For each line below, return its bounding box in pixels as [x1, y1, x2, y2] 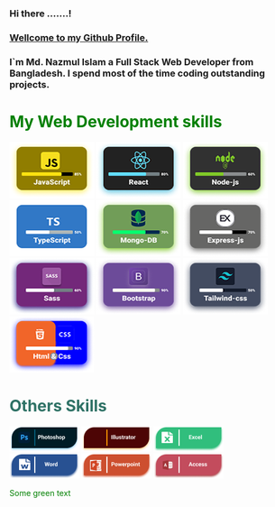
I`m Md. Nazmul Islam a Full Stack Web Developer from [9, 55, 254, 68]
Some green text [9, 487, 71, 498]
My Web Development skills [9, 111, 223, 132]
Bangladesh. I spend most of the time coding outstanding [9, 67, 266, 79]
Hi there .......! [9, 7, 72, 20]
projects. [9, 78, 50, 90]
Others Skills [9, 395, 107, 416]
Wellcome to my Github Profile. [9, 31, 149, 43]
